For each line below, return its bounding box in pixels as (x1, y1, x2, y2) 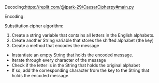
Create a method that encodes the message (11, 43, 100, 48)
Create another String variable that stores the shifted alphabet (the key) (11, 37, 154, 43)
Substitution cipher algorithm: (4, 23, 64, 29)
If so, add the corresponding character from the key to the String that (11, 67, 149, 73)
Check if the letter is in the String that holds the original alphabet (11, 63, 140, 68)
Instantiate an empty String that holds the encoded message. (11, 52, 133, 58)
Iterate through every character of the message (11, 57, 106, 63)
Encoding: (4, 14, 25, 19)
